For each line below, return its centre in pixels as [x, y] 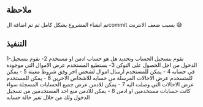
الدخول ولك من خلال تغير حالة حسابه [48, 97]
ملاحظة [19, 10]
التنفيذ [17, 44]
